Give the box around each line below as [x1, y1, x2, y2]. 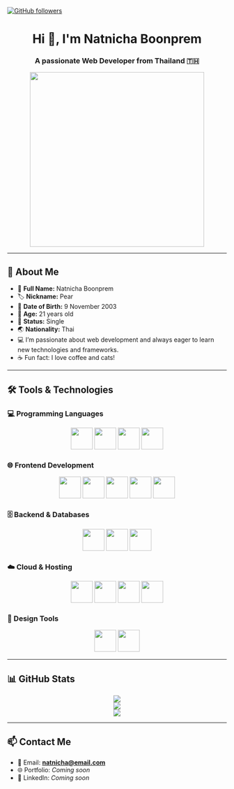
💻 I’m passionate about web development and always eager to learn [17, 335, 214, 344]
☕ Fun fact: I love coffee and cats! [17, 354, 115, 362]
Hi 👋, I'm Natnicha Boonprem [32, 31, 202, 47]
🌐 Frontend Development [7, 460, 94, 470]
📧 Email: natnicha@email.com [17, 758, 106, 767]
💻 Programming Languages [7, 409, 104, 419]
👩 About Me [7, 266, 59, 277]
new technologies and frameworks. [17, 346, 119, 354]
